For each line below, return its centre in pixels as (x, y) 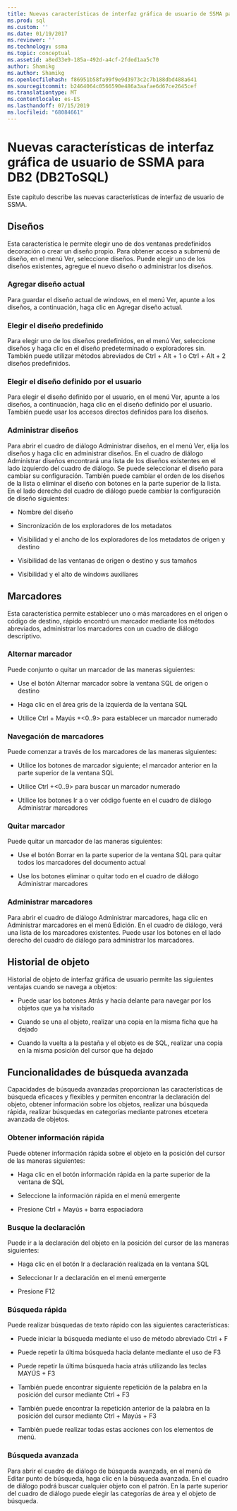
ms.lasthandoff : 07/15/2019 (49, 106)
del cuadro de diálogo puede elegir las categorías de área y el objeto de (112, 1493)
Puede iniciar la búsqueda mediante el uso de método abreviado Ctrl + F (123, 1339)
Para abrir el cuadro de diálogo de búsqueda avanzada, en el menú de (109, 1471)
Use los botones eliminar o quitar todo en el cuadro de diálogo (108, 876)
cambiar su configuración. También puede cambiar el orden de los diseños (116, 476)
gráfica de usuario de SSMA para (106, 162)
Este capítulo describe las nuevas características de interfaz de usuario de (116, 197)
